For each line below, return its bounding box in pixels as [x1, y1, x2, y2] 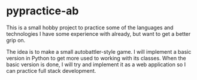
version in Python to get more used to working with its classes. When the [6, 54, 187, 61]
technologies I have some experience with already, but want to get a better [6, 30, 191, 37]
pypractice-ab [6, 4, 79, 18]
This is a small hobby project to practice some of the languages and [6, 24, 174, 31]
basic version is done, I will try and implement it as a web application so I [6, 61, 186, 68]
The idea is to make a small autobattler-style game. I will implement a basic [6, 48, 192, 55]
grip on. [6, 36, 26, 44]
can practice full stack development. [6, 67, 96, 74]
